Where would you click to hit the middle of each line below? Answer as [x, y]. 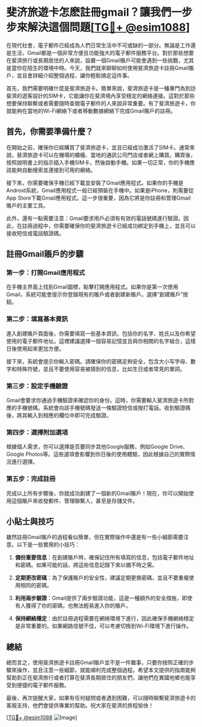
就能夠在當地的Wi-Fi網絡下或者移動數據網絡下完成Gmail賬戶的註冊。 [91, 111]
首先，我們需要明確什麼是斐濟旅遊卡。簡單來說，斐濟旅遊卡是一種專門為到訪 [101, 88]
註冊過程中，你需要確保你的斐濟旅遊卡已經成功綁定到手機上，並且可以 [109, 225]
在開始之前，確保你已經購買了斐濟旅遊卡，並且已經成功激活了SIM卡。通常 [98, 147]
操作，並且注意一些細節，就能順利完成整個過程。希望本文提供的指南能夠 [106, 670]
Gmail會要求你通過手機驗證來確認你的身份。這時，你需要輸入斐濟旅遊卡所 [98, 400]
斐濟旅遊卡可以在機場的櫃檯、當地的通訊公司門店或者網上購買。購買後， [106, 155]
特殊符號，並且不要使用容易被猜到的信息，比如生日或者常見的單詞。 [101, 369]
